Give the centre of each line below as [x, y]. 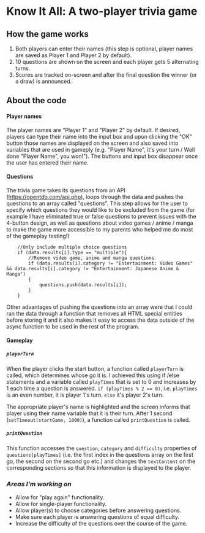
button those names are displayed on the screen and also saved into [92, 143]
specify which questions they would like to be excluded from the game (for [101, 209]
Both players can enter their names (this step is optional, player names [104, 49]
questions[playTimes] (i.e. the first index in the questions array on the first [100, 455]
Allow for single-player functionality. [61, 504]
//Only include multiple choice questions [72, 247]
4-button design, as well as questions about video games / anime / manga [100, 223]
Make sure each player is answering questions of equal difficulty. [97, 517]
